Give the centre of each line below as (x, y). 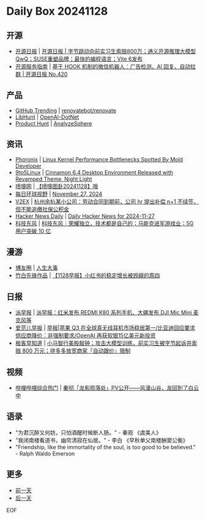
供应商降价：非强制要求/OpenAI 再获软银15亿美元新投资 (85, 335)
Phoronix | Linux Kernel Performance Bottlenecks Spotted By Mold (99, 159)
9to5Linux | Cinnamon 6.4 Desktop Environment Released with (94, 172)
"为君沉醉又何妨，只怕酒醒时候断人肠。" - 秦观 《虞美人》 (88, 432)
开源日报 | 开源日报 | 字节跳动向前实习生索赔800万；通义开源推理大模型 (106, 51)
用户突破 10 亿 (33, 231)
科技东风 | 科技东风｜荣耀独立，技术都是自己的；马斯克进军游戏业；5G (104, 223)
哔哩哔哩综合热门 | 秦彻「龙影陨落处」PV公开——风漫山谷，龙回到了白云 (107, 388)
